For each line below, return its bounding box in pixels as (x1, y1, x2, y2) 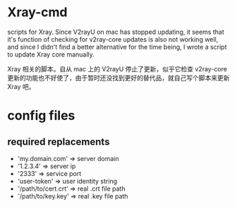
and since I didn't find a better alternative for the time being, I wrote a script (7, 42, 227, 51)
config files (7, 107, 75, 124)
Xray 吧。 (7, 82, 35, 90)
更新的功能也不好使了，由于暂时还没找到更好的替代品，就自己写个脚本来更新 (7, 73, 230, 82)
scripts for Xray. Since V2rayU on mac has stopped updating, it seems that (7, 28, 224, 36)
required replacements (7, 136, 110, 148)
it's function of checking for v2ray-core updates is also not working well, (7, 35, 219, 43)
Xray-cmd (7, 4, 68, 20)
